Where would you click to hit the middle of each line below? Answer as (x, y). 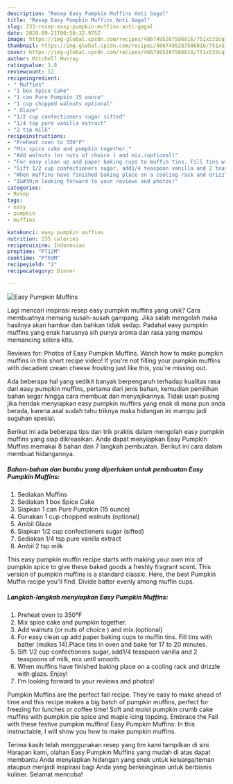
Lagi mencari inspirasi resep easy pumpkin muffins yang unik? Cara (104, 310)
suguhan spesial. (32, 418)
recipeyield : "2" (32, 265)
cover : (17, 53)
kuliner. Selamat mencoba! (45, 774)
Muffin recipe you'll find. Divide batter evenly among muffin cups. (101, 581)
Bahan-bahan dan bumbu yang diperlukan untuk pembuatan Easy (105, 469)
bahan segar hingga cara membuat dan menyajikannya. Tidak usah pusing (113, 396)
